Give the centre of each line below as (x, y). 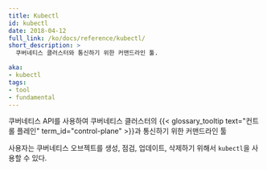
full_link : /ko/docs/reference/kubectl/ (77, 38)
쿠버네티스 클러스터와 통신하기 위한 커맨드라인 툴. (87, 53)
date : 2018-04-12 (37, 30)
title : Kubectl (34, 16)
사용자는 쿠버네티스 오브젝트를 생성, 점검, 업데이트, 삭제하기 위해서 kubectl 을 (129, 148)
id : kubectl (28, 23)
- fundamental (32, 97)
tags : (17, 82)
